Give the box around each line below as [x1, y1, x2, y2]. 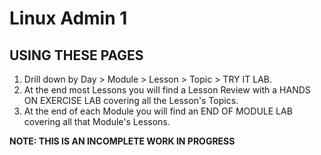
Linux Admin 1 [9, 7, 128, 30]
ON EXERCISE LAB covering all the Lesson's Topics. [23, 95, 239, 106]
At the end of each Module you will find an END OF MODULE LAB [23, 105, 293, 117]
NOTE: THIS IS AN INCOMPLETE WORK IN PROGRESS [9, 135, 236, 147]
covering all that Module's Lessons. [23, 116, 171, 127]
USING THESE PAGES [9, 47, 144, 64]
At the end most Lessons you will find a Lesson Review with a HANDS [23, 84, 311, 96]
